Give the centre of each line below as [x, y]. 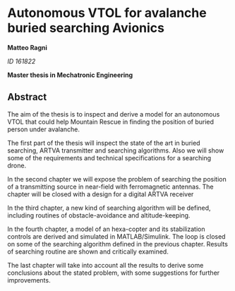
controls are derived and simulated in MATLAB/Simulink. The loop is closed [116, 236]
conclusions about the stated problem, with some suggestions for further [114, 273]
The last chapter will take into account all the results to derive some [106, 265]
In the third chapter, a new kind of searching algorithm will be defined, [109, 208]
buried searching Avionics [86, 28]
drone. [17, 165]
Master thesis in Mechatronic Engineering [70, 75]
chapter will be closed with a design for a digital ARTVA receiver [101, 194]
